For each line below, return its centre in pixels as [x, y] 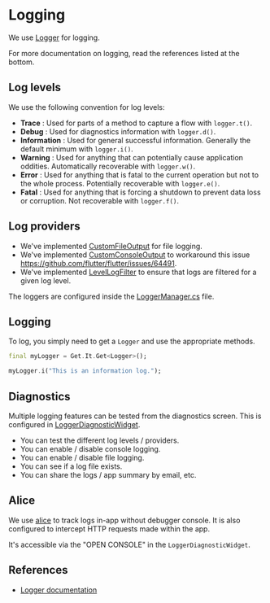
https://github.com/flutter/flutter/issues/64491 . [98, 263]
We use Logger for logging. [54, 37]
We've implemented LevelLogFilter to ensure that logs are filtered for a [138, 272]
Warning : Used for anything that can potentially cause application [132, 157]
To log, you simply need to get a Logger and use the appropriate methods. [132, 341]
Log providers [45, 227]
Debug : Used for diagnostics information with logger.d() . [118, 131]
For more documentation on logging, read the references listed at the [124, 53]
